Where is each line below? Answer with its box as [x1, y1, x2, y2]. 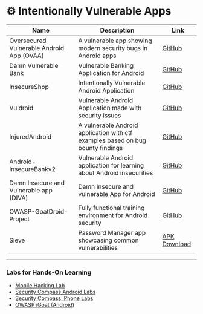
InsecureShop [9, 82, 50, 91]
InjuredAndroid [9, 132, 52, 140]
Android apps [78, 51, 117, 60]
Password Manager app [78, 228, 146, 237]
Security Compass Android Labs [14, 289, 96, 296]
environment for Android [78, 211, 148, 219]
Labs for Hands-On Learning [6, 268, 92, 276]
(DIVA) [9, 194, 28, 202]
